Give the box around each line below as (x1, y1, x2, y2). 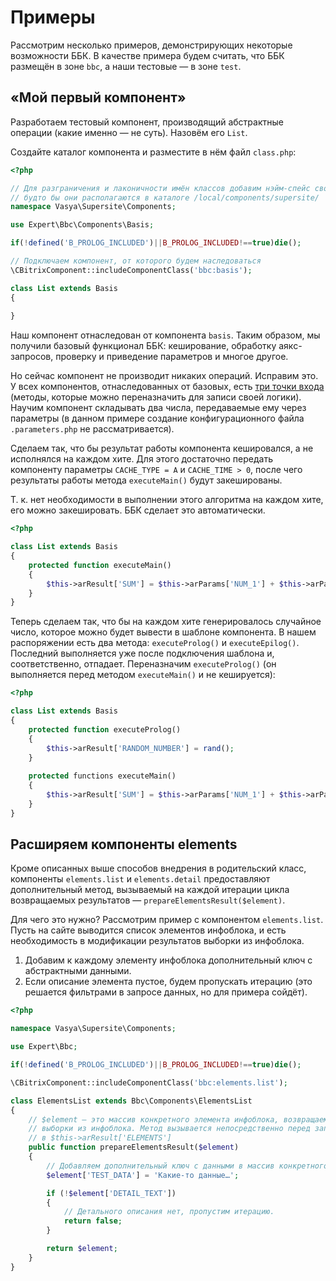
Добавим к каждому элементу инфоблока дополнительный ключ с (24, 954, 313, 966)
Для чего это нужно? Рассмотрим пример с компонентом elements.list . (10, 914, 324, 926)
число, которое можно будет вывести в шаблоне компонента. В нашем (10, 626, 317, 638)
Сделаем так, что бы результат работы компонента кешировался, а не (10, 442, 314, 455)
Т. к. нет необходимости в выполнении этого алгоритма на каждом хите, (10, 494, 324, 506)
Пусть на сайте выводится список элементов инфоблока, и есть (10, 924, 287, 936)
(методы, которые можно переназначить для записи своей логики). (10, 391, 302, 403)
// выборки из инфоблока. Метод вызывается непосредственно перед (28, 1124, 311, 1134)
